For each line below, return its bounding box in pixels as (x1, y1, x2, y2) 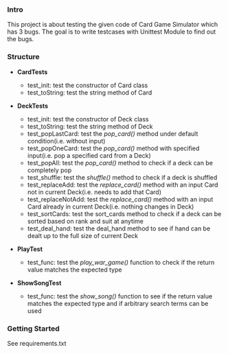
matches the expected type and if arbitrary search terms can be (27, 299, 209, 307)
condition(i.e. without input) (27, 137, 106, 145)
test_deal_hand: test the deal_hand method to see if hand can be (27, 224, 211, 233)
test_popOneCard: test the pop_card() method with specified (27, 144, 200, 152)
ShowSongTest (16, 279, 62, 287)
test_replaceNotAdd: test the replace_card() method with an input (27, 195, 214, 203)
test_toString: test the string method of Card (27, 88, 152, 97)
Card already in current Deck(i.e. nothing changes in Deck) (27, 202, 194, 211)
